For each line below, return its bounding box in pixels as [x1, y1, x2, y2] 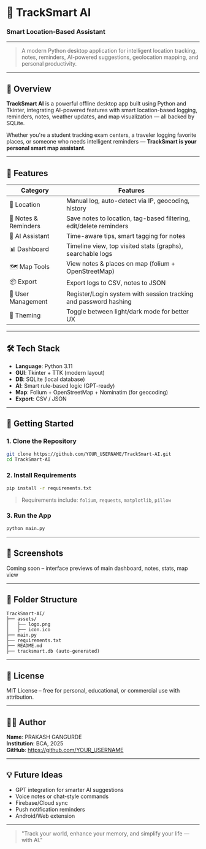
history [66, 204, 87, 213]
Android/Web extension [15, 812, 75, 820]
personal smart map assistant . [6, 144, 86, 152]
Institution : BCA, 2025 [6, 739, 64, 747]
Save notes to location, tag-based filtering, [66, 214, 190, 223]
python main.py [6, 525, 45, 531]
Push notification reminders [15, 805, 85, 813]
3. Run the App [6, 512, 51, 520]
